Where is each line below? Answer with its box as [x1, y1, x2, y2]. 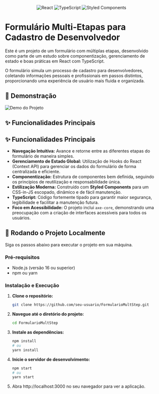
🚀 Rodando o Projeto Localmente [5, 229, 106, 237]
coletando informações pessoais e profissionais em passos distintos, [5, 73, 143, 78]
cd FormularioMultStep [12, 320, 58, 326]
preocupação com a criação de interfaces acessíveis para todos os [12, 210, 147, 215]
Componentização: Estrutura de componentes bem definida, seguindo [12, 174, 154, 180]
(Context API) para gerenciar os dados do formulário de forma [12, 163, 137, 169]
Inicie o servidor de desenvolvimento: [12, 356, 90, 362]
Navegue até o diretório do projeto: [12, 311, 84, 317]
